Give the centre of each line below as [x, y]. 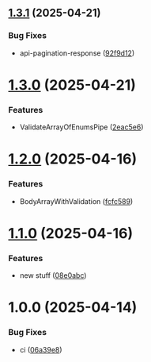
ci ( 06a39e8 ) [41, 349]
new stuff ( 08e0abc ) [53, 275]
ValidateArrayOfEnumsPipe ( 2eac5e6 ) [81, 127]
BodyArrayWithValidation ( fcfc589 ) [76, 201]
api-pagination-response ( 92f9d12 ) [77, 53]
